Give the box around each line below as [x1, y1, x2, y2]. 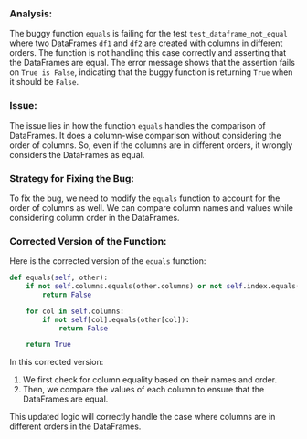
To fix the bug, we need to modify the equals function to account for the [9, 193, 281, 204]
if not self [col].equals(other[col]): [42, 315, 190, 324]
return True [26, 340, 71, 350]
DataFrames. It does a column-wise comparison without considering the [9, 130, 281, 141]
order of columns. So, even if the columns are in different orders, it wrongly [9, 140, 293, 151]
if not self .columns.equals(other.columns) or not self [26, 282, 244, 291]
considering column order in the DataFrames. [9, 212, 180, 223]
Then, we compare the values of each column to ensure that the [22, 384, 265, 395]
